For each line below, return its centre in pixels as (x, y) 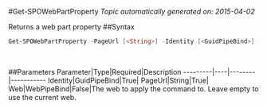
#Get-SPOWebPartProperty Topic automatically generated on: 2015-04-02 (132, 12)
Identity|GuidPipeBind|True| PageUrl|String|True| (128, 80)
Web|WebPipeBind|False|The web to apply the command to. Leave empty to (133, 89)
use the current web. (43, 97)
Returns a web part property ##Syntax (72, 27)
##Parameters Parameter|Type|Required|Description (95, 71)
